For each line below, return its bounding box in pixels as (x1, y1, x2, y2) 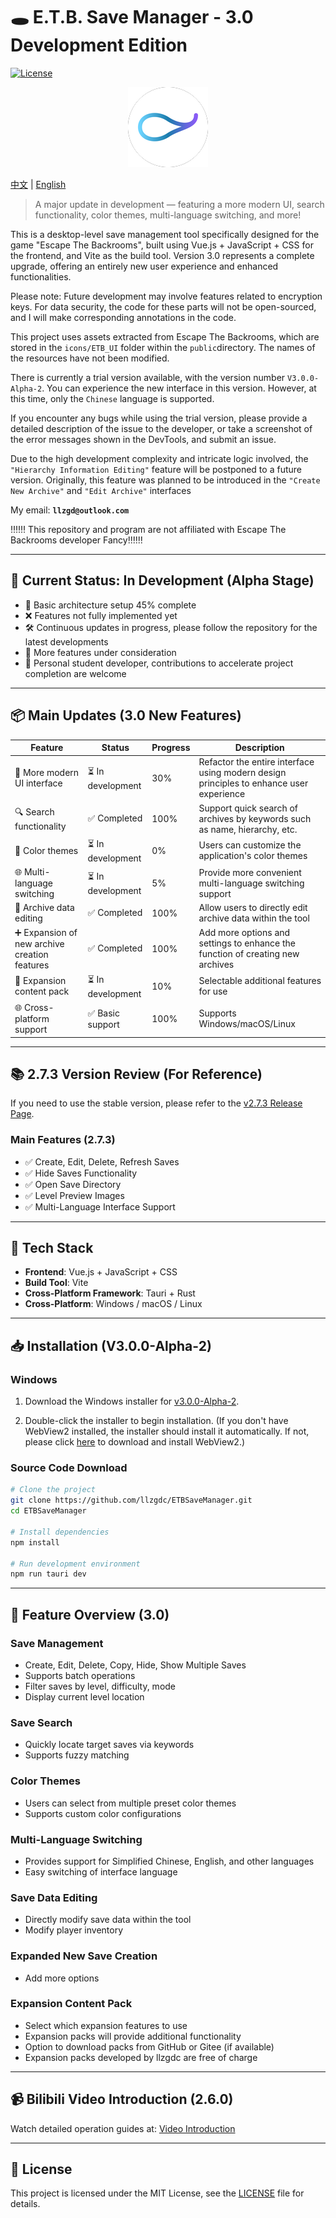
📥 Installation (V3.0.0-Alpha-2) (10, 1337, 212, 1354)
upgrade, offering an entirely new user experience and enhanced (10, 260, 279, 272)
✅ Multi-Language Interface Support (24, 1200, 176, 1213)
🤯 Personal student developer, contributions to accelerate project (24, 657, 294, 669)
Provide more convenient (198, 866, 302, 878)
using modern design (198, 767, 287, 779)
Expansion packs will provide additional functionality (24, 2030, 242, 2042)
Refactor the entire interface (198, 756, 315, 768)
